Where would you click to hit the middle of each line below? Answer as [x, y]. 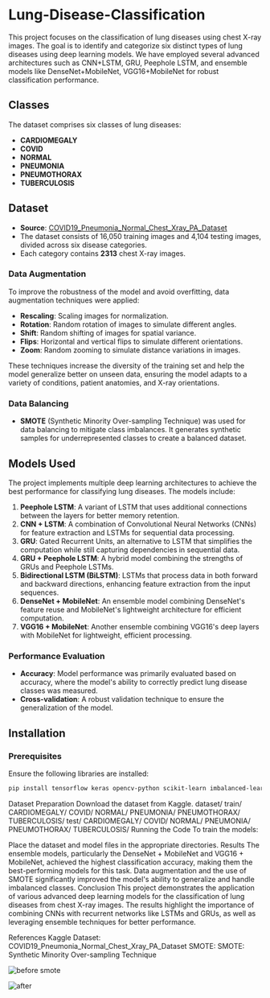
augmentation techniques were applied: [74, 300]
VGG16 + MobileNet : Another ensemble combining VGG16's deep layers [139, 626]
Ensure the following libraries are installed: [79, 773]
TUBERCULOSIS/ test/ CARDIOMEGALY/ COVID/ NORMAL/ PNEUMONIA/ [129, 821]
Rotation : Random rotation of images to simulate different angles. [128, 324]
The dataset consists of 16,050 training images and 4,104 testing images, [140, 236]
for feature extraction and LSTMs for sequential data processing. [127, 532]
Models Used [42, 463]
